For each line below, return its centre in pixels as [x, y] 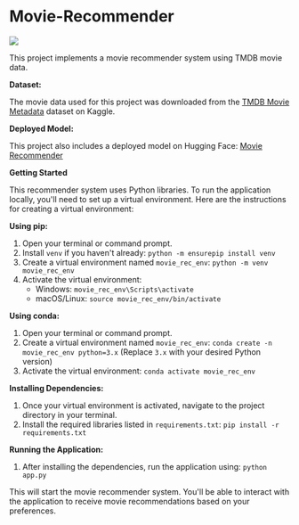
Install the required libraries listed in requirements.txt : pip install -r [150, 424]
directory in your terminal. [69, 414]
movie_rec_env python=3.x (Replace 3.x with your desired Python [141, 352]
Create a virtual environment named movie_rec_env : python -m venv [145, 262]
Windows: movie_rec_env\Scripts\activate [114, 289]
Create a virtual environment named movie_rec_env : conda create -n [147, 342]
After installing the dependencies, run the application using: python [145, 466]
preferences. [32, 511]
